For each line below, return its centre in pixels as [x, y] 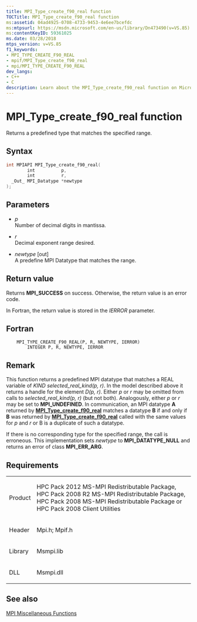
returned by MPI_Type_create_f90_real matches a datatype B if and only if [97, 411]
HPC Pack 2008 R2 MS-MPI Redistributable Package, [111, 494]
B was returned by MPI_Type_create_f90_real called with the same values [96, 417]
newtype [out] [31, 254]
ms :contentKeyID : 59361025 [39, 33]
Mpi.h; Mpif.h [55, 530]
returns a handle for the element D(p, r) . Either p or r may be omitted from [95, 392]
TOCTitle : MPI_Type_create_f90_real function [62, 17]
